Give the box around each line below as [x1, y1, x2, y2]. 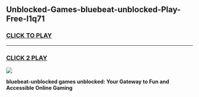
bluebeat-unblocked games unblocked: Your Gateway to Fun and [6, 78, 170, 85]
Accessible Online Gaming [6, 84, 73, 91]
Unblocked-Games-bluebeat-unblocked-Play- [6, 5, 181, 15]
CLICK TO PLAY [6, 32, 52, 40]
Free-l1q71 [6, 14, 46, 24]
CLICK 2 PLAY [6, 53, 47, 62]
